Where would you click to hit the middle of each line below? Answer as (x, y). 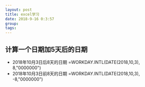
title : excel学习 (22, 14)
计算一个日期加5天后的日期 (46, 49)
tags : (11, 28)
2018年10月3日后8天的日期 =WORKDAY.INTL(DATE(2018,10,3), (76, 62)
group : (12, 23)
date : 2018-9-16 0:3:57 (30, 19)
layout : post (19, 10)
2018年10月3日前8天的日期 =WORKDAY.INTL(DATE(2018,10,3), (76, 73)
